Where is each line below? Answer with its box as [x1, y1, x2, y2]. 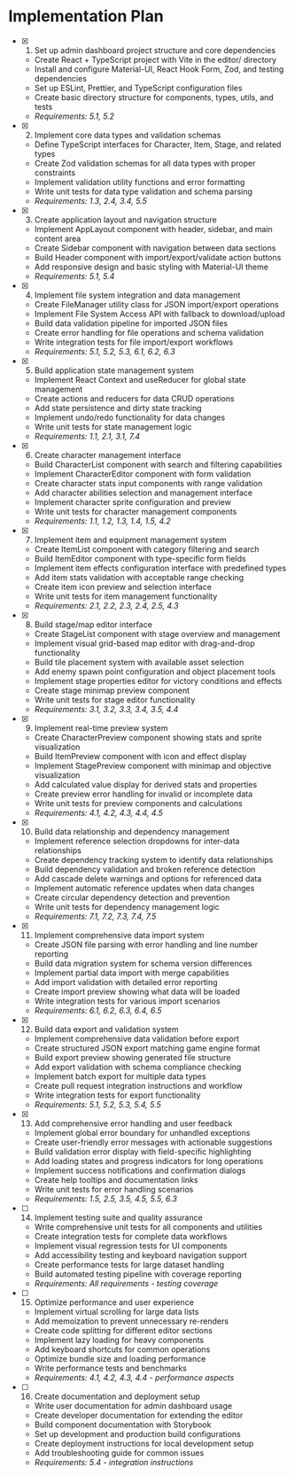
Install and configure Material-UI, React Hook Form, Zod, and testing [34, 64, 284, 74]
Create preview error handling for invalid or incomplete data [34, 788, 253, 799]
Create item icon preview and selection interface [34, 581, 212, 592]
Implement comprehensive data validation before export [34, 1033, 240, 1044]
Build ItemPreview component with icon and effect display [34, 750, 247, 761]
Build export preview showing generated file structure [34, 1052, 231, 1062]
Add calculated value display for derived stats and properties [34, 779, 258, 789]
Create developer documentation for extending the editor [34, 1410, 244, 1420]
